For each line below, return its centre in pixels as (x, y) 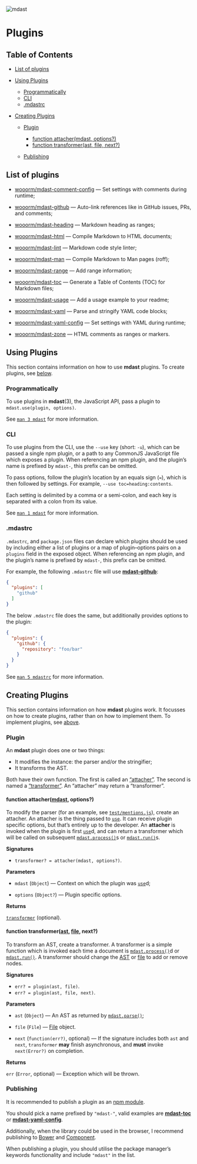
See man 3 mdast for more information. (52, 419)
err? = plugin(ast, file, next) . (55, 992)
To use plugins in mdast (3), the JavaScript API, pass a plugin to (83, 401)
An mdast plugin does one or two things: (56, 750)
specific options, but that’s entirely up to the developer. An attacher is (91, 825)
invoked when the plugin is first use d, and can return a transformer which (95, 831)
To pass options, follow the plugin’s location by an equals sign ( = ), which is (96, 477)
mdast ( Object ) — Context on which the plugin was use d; (83, 883)
